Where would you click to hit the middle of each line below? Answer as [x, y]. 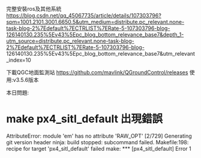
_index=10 [19, 60]
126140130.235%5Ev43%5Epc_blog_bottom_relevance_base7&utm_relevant [100, 54]
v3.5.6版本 [26, 80]
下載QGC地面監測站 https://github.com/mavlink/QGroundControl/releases [97, 72]
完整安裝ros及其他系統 [34, 9]
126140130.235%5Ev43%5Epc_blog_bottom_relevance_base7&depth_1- [95, 34]
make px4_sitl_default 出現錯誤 [85, 119]
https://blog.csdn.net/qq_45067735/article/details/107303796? [84, 16]
